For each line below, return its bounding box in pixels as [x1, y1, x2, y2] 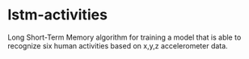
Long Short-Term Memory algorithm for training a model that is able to [7, 32, 242, 42]
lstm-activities [7, 6, 108, 24]
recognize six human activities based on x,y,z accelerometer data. [7, 40, 228, 50]
